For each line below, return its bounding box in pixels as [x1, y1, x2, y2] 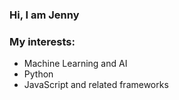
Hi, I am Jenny [9, 8, 80, 22]
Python [23, 68, 54, 80]
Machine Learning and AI [23, 58, 128, 70]
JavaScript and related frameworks [23, 79, 169, 91]
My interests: [9, 34, 76, 48]
